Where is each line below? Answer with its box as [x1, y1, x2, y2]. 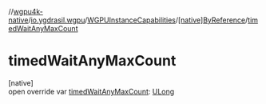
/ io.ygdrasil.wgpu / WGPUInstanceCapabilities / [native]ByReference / [27, 15, 248, 25]
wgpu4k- [13, 7, 44, 16]
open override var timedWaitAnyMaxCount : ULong [8, 86, 175, 96]
